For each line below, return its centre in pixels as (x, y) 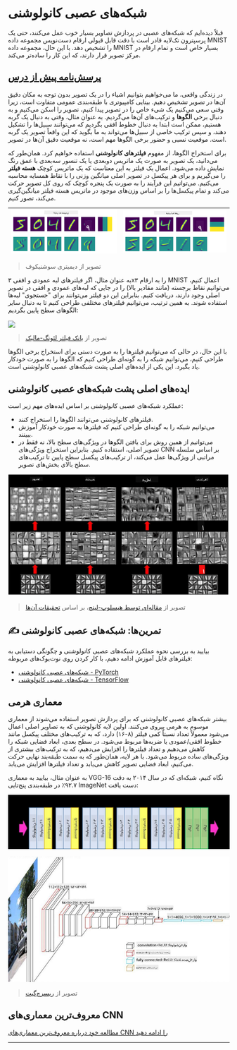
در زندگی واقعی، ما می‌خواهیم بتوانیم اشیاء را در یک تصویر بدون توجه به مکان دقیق (116, 94)
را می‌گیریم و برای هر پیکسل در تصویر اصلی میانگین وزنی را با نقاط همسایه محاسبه (117, 175)
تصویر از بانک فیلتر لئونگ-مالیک (66, 338)
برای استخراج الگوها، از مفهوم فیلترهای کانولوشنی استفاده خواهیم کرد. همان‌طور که (117, 152)
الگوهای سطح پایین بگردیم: (43, 310)
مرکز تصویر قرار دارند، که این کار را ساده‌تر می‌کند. (75, 55)
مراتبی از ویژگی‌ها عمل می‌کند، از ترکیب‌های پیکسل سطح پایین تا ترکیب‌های (116, 457)
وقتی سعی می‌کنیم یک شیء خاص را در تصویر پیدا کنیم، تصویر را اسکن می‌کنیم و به (116, 109)
